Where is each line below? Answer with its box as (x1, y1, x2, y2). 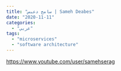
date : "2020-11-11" (6, 14, 55, 20)
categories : (6, 20, 36, 25)
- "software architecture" (11, 42, 79, 48)
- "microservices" (11, 36, 58, 42)
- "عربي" (11, 25, 33, 31)
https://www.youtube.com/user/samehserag (6, 57, 115, 65)
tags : (6, 31, 20, 37)
